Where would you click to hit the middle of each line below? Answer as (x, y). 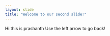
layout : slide (20, 10)
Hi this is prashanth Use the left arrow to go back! (55, 28)
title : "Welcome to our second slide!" (46, 14)
